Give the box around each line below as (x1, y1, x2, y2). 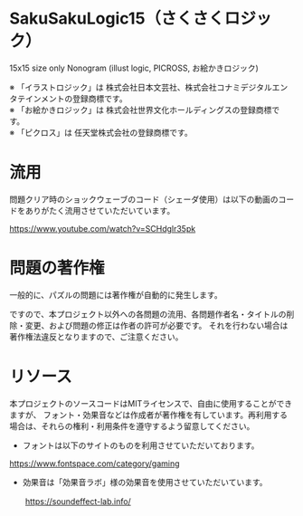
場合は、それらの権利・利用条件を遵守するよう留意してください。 (9, 420, 255, 431)
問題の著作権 (9, 258, 106, 279)
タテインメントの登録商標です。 (9, 92, 128, 104)
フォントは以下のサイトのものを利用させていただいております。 (22, 440, 260, 451)
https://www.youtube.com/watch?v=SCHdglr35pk (9, 223, 196, 234)
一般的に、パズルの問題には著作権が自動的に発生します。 (9, 289, 223, 300)
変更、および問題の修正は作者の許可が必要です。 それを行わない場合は (24, 320, 289, 330)
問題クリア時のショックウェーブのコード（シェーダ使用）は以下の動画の (9, 194, 279, 205)
